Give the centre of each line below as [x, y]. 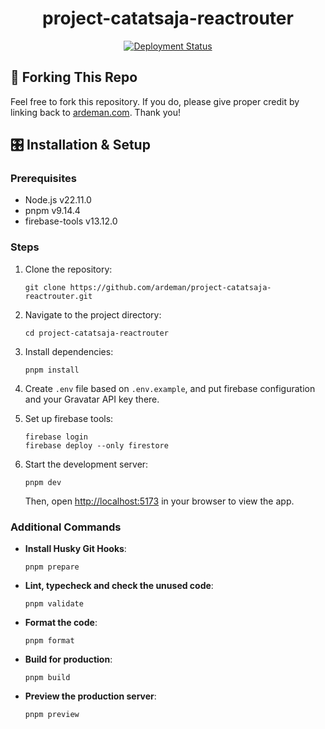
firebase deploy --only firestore [96, 445]
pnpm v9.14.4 [52, 211]
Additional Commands [66, 527]
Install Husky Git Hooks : [75, 549]
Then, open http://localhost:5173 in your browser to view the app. [159, 501]
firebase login [56, 437]
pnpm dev [43, 482]
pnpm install [52, 370]
